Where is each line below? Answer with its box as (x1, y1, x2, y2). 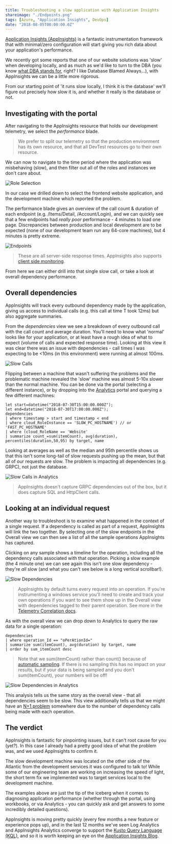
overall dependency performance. (5, 274, 77, 280)
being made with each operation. (5, 708, 75, 714)
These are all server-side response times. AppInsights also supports (17, 253, 162, 259)
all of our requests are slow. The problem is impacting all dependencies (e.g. (5, 458, 167, 464)
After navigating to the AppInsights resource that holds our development (5, 123, 158, 129)
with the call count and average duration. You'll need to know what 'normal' (5, 328, 165, 335)
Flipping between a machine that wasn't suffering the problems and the (5, 370, 156, 376)
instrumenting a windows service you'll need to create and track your (17, 591, 164, 597)
